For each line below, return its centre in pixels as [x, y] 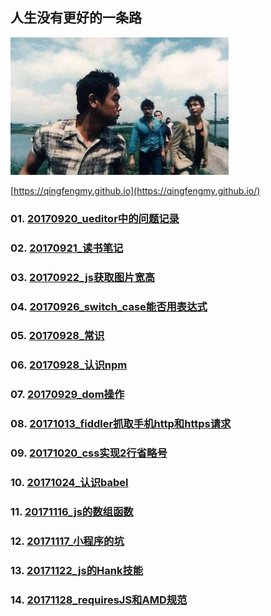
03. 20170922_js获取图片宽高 [83, 277]
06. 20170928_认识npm [69, 365]
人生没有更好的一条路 [76, 18]
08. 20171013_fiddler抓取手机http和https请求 [121, 424]
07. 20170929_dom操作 [67, 395]
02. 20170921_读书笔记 [67, 248]
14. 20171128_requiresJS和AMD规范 [99, 600]
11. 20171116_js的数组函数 [72, 511]
